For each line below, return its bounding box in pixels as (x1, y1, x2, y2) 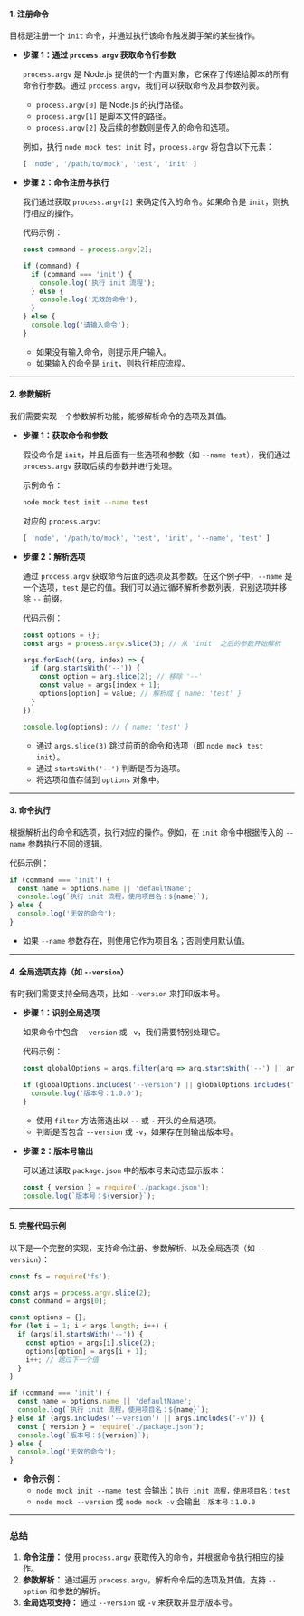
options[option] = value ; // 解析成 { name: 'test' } (39, 690, 242, 699)
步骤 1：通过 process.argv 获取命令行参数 (22, 50, 176, 61)
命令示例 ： (22, 1474, 63, 1484)
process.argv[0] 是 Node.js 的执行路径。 (35, 100, 188, 111)
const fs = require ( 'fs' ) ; (9, 1271, 111, 1281)
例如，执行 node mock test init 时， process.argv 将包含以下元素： (22, 142, 274, 152)
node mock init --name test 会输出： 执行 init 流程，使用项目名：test (35, 1484, 291, 1496)
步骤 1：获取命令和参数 (22, 430, 109, 441)
